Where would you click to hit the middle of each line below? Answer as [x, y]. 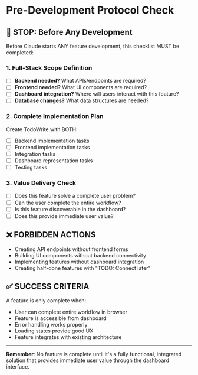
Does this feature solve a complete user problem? [75, 196]
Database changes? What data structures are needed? [82, 100]
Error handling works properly [51, 325]
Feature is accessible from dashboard [61, 318]
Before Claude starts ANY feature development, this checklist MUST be [93, 46]
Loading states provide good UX [54, 331]
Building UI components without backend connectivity [80, 255]
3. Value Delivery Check [41, 183]
